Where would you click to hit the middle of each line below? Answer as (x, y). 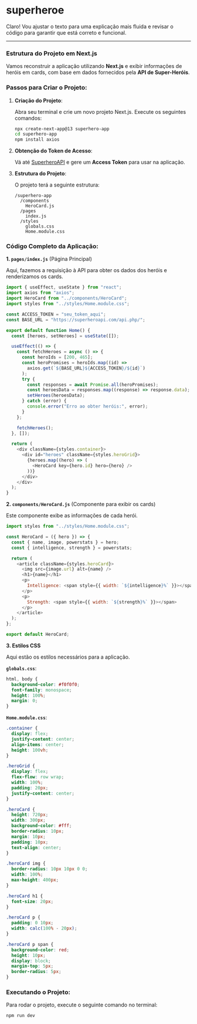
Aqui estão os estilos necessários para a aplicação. (68, 657)
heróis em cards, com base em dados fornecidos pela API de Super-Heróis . (98, 72)
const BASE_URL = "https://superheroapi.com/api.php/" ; (76, 320)
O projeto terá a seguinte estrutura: (57, 185)
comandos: (28, 118)
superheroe (35, 10)
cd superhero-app (36, 134)
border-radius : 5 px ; (36, 972)
